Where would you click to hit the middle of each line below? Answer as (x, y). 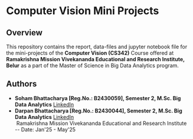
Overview (24, 33)
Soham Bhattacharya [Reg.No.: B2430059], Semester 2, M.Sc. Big (98, 98)
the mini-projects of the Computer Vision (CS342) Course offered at (90, 53)
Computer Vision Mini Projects (83, 11)
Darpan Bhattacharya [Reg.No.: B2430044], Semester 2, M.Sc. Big (98, 111)
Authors (22, 84)
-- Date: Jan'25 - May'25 (45, 129)
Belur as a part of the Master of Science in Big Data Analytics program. (92, 65)
